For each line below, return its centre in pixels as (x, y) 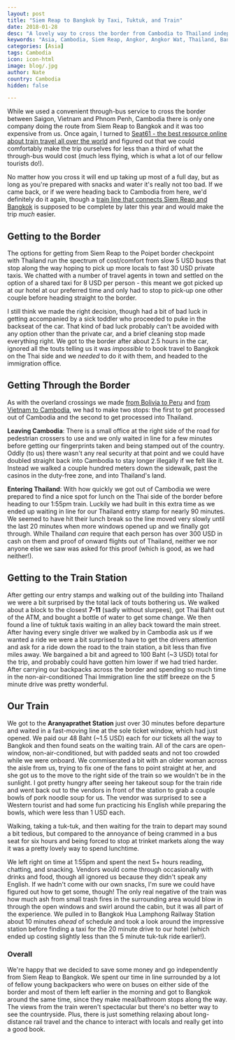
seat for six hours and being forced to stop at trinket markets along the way (116, 840)
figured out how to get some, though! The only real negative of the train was (117, 892)
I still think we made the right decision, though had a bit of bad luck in (107, 312)
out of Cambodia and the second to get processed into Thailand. (100, 417)
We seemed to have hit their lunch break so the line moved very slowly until (116, 518)
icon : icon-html (31, 60)
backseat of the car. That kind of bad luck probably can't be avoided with (113, 326)
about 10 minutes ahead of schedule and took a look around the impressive (116, 921)
